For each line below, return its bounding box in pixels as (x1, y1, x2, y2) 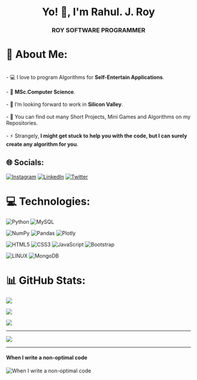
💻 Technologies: (6, 195, 90, 208)
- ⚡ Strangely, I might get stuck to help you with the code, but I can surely (6, 132, 188, 139)
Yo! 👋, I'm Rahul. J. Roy (42, 5, 155, 19)
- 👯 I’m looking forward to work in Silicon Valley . (6, 101, 123, 108)
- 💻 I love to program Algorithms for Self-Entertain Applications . (6, 74, 165, 81)
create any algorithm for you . (6, 141, 79, 148)
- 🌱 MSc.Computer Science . (6, 88, 76, 95)
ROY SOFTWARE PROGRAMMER (52, 26, 145, 35)
